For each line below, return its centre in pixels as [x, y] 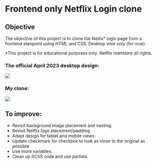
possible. [21, 146]
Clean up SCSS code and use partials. [50, 157]
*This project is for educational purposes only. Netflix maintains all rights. [79, 53]
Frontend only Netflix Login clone [73, 9]
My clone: [17, 88]
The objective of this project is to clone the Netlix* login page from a [73, 38]
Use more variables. [32, 151]
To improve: [24, 114]
